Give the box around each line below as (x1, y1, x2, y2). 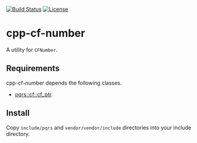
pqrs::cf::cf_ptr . (14, 91, 53, 98)
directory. (6, 130, 30, 137)
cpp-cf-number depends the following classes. (6, 79, 122, 86)
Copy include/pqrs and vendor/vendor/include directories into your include (6, 124, 192, 131)
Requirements (6, 63, 60, 74)
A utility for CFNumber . (6, 46, 58, 53)
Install (6, 108, 30, 119)
